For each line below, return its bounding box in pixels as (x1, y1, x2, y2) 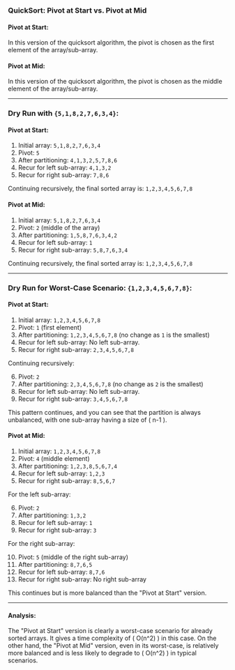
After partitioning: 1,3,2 (17, 511, 86, 519)
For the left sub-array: (8, 490, 71, 498)
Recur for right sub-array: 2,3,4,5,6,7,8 (17, 345, 135, 353)
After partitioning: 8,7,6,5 (17, 560, 93, 568)
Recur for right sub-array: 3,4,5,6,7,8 (17, 395, 128, 403)
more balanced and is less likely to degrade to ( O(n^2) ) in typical (8, 649, 197, 657)
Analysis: (8, 611, 36, 619)
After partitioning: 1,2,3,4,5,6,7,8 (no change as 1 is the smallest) (17, 330, 210, 339)
